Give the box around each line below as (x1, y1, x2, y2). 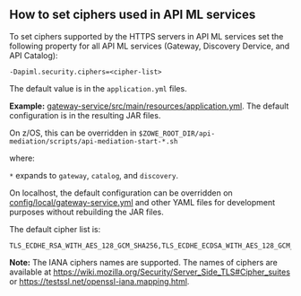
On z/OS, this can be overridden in (9, 127, 137, 138)
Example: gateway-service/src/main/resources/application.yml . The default (9, 100, 289, 111)
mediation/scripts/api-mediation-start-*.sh (9, 136, 178, 146)
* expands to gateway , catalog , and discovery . (9, 170, 179, 180)
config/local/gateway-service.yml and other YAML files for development (9, 196, 276, 207)
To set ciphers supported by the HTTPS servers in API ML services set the (9, 30, 284, 41)
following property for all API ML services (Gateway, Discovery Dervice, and (9, 40, 290, 51)
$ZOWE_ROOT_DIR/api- (138, 129, 216, 138)
